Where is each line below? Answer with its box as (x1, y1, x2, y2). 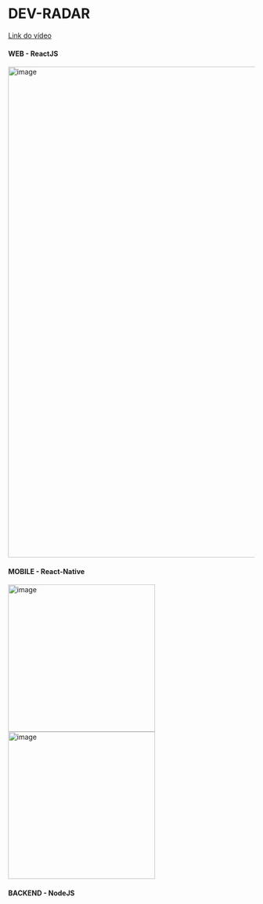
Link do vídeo (8, 31, 52, 40)
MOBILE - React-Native (8, 566, 85, 576)
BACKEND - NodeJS (8, 888, 75, 898)
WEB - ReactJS (8, 49, 59, 58)
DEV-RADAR (8, 5, 91, 23)
